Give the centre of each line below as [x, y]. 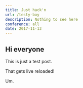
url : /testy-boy [22, 15]
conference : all [22, 24]
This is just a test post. [29, 61]
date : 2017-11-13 [24, 29]
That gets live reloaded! [30, 71]
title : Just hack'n [26, 10]
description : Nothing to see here [42, 19]
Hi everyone [25, 49]
